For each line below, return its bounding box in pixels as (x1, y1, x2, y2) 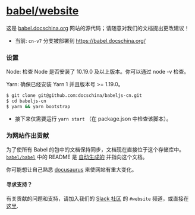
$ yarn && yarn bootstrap (6, 103, 70, 109)
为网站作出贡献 (6, 131, 49, 140)
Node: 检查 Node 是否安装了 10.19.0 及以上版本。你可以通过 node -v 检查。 (6, 68, 190, 75)
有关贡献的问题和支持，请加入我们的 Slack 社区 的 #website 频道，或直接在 (6, 195, 189, 203)
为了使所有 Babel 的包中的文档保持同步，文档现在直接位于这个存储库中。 (6, 146, 185, 153)
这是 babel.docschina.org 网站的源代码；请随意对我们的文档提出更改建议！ (6, 24, 190, 31)
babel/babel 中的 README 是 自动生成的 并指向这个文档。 (6, 153, 148, 161)
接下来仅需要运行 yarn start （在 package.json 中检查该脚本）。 (14, 115, 172, 122)
